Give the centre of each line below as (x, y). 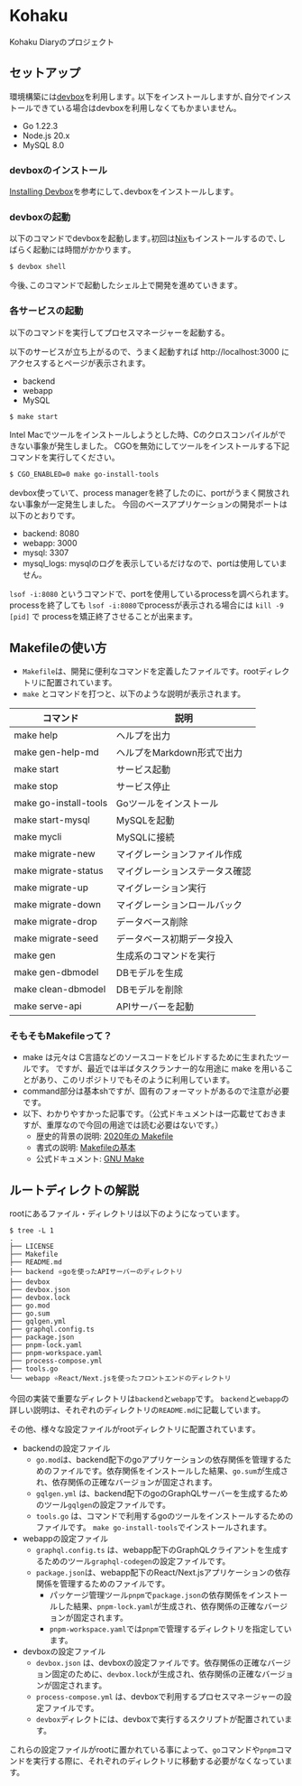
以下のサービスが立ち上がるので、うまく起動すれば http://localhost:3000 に (150, 351)
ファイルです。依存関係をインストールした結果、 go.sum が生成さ (170, 1471)
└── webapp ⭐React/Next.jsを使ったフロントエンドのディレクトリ (120, 1379)
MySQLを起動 (145, 821)
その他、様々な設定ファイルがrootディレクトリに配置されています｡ (133, 1429)
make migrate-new (55, 854)
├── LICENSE (32, 1247)
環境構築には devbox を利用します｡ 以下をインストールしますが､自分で (139, 97)
